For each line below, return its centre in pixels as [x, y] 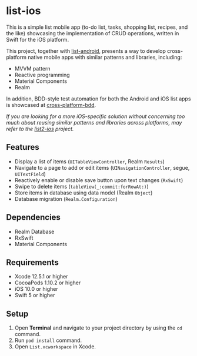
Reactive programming [42, 75]
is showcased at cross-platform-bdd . [51, 105]
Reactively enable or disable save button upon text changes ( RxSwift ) [99, 180]
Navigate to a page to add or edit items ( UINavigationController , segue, [102, 167]
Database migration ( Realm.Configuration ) [66, 199]
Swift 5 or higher [35, 295]
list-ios [24, 11]
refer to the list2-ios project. [40, 129]
